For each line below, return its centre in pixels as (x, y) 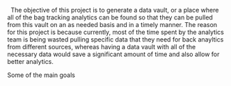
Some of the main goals (41, 75)
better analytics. (31, 61)
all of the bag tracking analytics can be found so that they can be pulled (110, 17)
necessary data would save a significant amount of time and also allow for (113, 54)
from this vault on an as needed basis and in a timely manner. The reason (112, 25)
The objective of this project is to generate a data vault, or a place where (114, 10)
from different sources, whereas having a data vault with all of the (102, 47)
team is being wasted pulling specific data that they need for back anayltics (115, 40)
